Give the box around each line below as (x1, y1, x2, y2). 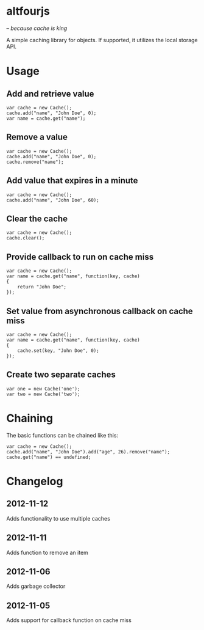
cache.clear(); (6, 235, 45, 241)
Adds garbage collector (6, 582, 66, 590)
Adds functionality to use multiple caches (6, 515, 111, 522)
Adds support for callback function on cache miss (6, 617, 132, 624)
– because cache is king (6, 24, 68, 32)
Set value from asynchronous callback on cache (6, 306, 193, 316)
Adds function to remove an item (6, 549, 88, 556)
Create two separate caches (6, 370, 116, 380)
